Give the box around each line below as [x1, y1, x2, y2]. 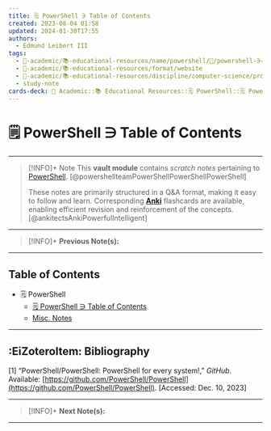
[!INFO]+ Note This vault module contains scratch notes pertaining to [27, 163, 261, 173]
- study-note [15, 79, 60, 87]
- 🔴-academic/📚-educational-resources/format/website [15, 65, 203, 73]
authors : [8, 34, 38, 43]
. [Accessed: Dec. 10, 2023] [154, 382, 248, 392]
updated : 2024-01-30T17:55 [8, 27, 99, 35]
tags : [8, 49, 27, 57]
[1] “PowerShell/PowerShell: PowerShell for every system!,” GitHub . [8, 366, 232, 375]
